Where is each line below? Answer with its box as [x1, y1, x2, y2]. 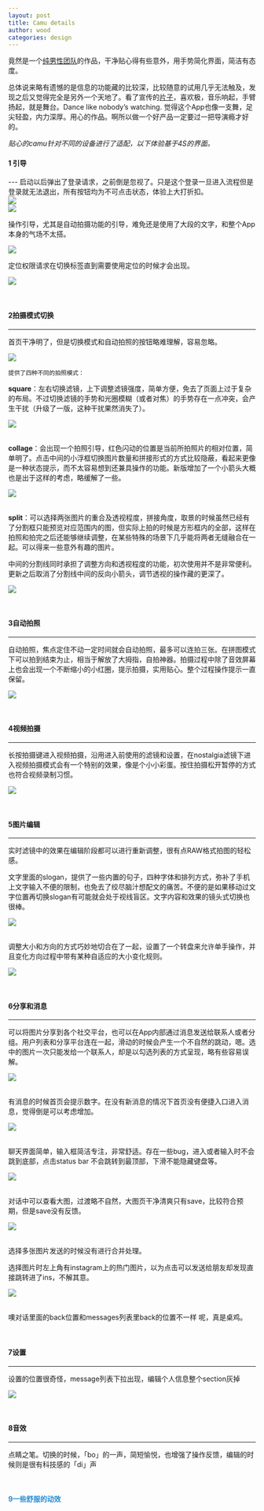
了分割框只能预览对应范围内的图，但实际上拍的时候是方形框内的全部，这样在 [8, 522, 256, 532]
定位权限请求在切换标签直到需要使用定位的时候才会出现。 [8, 261, 194, 270]
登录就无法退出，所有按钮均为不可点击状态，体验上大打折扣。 [8, 187, 208, 197]
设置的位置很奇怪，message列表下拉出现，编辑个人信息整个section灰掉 [8, 1374, 240, 1383]
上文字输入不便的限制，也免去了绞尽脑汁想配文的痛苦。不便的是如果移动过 [8, 882, 249, 892]
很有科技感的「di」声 [28, 1459, 97, 1469]
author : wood [8, 26, 51, 34]
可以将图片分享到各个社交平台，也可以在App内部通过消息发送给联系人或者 [8, 1027, 249, 1037]
